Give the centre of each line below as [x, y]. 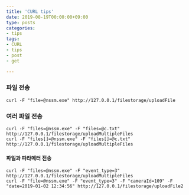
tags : [13, 39]
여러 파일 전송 [25, 116]
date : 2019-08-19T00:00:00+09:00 [47, 17]
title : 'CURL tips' [30, 11]
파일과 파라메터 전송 [29, 158]
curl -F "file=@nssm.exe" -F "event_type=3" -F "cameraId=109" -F [89, 181]
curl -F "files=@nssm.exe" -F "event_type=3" [63, 171]
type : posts [21, 22]
